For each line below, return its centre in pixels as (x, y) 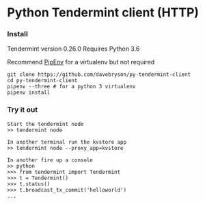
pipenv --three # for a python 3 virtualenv (71, 87)
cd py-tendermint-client (42, 81)
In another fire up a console (50, 160)
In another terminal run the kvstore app (67, 142)
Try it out (23, 110)
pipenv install (29, 93)
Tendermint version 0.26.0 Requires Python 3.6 (73, 49)
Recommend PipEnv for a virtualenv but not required (81, 62)
